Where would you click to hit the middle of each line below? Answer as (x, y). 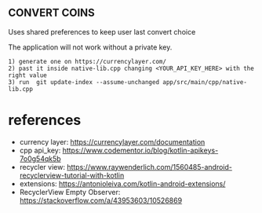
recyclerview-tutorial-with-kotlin (72, 175)
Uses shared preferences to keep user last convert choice (102, 31)
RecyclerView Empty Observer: (70, 192)
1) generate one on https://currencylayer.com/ (87, 61)
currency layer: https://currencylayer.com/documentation (112, 141)
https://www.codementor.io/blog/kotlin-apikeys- (140, 150)
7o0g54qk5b (40, 158)
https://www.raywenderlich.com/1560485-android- (149, 167)
